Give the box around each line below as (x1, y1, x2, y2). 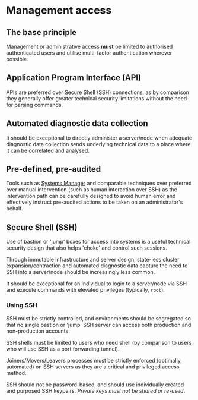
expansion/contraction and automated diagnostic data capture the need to (6, 262, 188, 269)
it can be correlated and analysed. (6, 147, 90, 154)
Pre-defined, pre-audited (6, 164, 101, 174)
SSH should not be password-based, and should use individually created (6, 381, 184, 388)
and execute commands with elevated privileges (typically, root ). (6, 286, 165, 294)
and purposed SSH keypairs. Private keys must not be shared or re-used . (6, 387, 186, 394)
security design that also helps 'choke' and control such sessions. (6, 244, 167, 251)
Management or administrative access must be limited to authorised (6, 43, 173, 50)
